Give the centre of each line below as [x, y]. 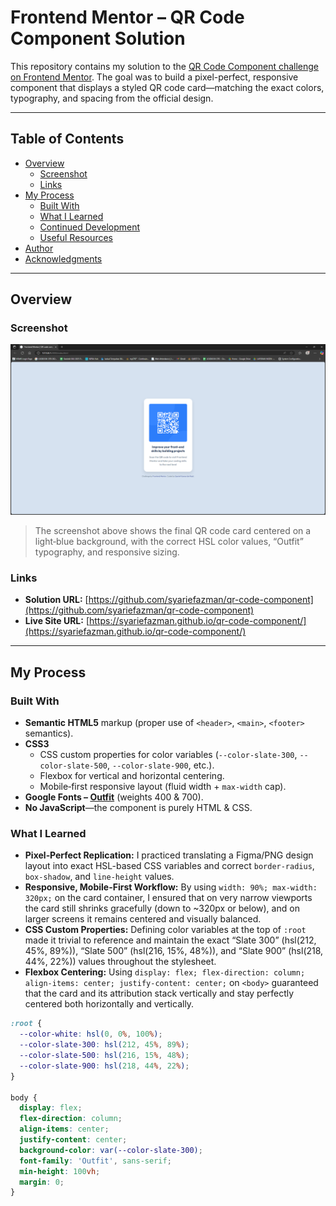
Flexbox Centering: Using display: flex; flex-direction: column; [165, 972]
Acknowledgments [63, 258]
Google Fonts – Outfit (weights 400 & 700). [114, 797]
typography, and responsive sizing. [107, 552]
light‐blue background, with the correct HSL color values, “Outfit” [169, 542]
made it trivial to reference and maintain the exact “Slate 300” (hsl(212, [170, 940]
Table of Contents [67, 139]
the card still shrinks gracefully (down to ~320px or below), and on [162, 908]
